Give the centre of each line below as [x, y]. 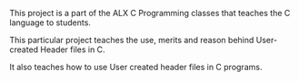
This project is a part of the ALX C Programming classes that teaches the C [150, 13]
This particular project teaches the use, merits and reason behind [132, 40]
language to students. [50, 22]
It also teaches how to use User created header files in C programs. [136, 67]
